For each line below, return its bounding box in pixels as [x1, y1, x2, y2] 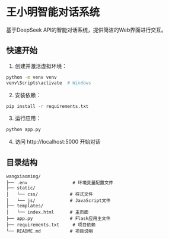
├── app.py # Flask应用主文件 [6, 216, 111, 222]
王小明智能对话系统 [6, 5, 100, 19]
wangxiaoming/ [6, 173, 42, 179]
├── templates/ [6, 203, 44, 209]
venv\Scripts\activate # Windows [6, 80, 92, 86]
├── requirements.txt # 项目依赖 [6, 222, 96, 228]
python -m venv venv [6, 74, 58, 80]
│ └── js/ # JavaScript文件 [6, 198, 111, 204]
